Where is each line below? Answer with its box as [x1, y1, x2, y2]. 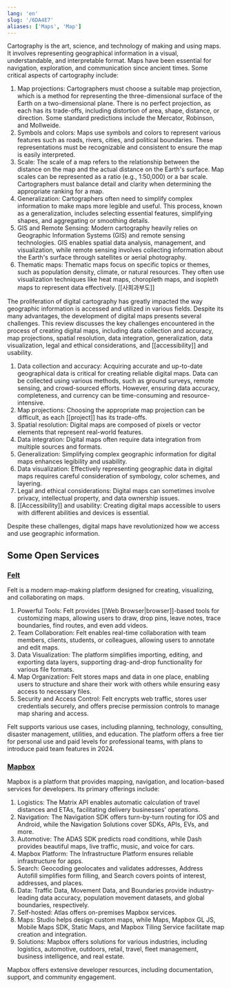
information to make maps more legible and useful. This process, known [17, 202, 223, 211]
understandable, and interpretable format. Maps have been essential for [7, 57, 212, 65]
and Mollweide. [17, 122, 61, 130]
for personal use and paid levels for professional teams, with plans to [7, 737, 203, 746]
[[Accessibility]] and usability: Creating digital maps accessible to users [17, 501, 221, 510]
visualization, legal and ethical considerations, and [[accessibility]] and [7, 341, 209, 349]
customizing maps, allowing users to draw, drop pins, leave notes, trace [17, 614, 221, 622]
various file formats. [17, 666, 74, 674]
